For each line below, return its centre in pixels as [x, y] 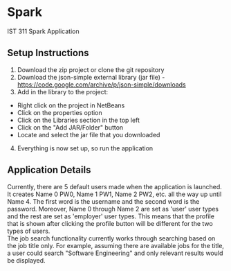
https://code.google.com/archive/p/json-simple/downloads [102, 85]
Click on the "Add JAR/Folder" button [70, 127]
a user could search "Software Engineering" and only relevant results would [115, 253]
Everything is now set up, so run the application [85, 148]
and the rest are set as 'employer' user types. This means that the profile [111, 216]
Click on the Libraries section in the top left [78, 120]
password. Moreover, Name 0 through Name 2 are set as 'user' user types [113, 209]
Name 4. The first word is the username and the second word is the [103, 201]
